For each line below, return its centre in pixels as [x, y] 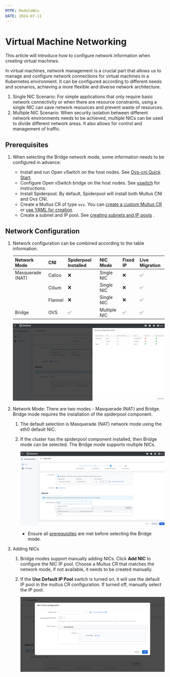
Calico [55, 275]
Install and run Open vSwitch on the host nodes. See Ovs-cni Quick [90, 172]
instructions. [33, 188]
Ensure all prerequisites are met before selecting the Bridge [90, 534]
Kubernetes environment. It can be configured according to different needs [83, 81]
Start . [26, 177]
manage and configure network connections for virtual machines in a [77, 76]
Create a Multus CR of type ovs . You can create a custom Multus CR [91, 204]
